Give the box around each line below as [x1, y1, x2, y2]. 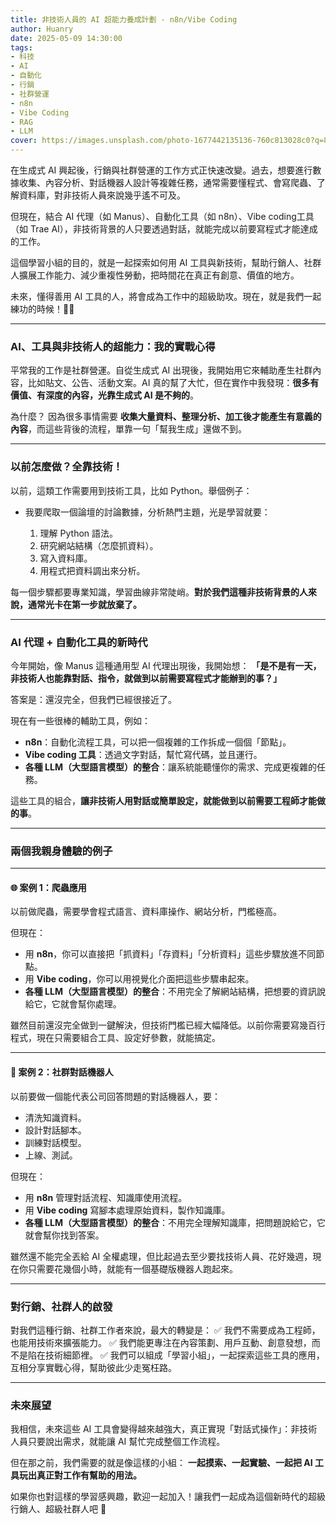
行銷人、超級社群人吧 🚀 [10, 1503, 107, 1515]
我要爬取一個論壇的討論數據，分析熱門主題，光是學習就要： [24, 506, 271, 518]
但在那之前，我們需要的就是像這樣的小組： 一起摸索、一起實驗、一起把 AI [10, 1457, 313, 1469]
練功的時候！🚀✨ [10, 303, 75, 315]
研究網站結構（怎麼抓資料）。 [39, 539, 159, 551]
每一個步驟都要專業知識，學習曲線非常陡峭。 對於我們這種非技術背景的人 [10, 586, 308, 598]
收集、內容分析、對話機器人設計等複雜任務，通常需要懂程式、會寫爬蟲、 [18, 177, 317, 188]
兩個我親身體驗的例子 [10, 844, 113, 858]
